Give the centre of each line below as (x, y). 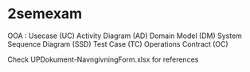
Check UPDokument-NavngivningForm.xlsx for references (103, 59)
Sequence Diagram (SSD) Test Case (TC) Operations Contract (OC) (118, 44)
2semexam (45, 14)
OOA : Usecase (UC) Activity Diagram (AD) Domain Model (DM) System (125, 36)
